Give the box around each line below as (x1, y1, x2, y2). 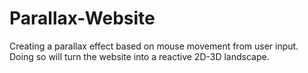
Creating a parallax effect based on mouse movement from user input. (9, 40, 299, 52)
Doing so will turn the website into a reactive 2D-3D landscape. (9, 50, 270, 62)
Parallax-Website (9, 7, 156, 30)
